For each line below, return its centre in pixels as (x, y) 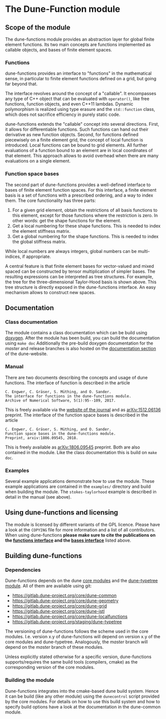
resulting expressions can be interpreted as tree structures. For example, (79, 276)
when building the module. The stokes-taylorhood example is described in (81, 492)
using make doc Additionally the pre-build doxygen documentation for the (79, 343)
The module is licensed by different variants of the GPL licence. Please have (83, 524)
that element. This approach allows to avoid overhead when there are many (82, 156)
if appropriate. (36, 257)
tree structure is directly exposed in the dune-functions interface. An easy (81, 287)
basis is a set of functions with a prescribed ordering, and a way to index (79, 195)
